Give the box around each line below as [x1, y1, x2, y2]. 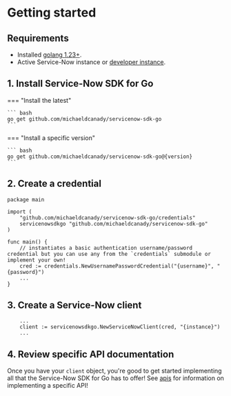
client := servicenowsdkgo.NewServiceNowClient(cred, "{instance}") [19, 324, 221, 330]
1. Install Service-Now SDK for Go [7, 78, 154, 90]
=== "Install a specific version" [7, 133, 95, 142]
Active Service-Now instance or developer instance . [17, 58, 166, 66]
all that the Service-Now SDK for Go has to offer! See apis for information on [7, 374, 224, 382]
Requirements [7, 32, 69, 44]
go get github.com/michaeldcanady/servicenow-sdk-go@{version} [7, 153, 193, 160]
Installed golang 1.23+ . [17, 50, 82, 59]
